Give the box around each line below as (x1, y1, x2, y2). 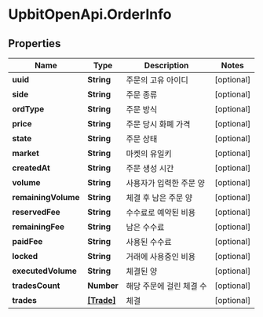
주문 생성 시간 (126, 163, 174, 173)
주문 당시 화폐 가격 (126, 119, 191, 129)
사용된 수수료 (126, 237, 172, 247)
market (12, 148, 39, 158)
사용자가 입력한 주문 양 (126, 178, 206, 188)
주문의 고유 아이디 (126, 75, 188, 86)
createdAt (12, 162, 51, 173)
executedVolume (12, 265, 77, 276)
